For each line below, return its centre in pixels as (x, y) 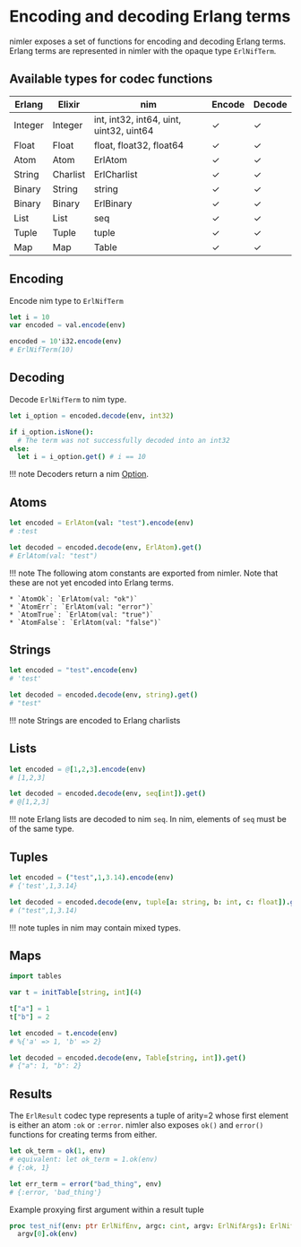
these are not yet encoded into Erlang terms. (92, 582)
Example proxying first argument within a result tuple (107, 1209)
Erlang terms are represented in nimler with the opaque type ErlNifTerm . (143, 50)
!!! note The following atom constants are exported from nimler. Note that (144, 573)
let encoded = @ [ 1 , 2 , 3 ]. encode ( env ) (77, 769)
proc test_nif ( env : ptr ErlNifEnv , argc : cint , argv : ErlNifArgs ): (138, 1225)
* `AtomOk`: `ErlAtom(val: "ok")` (74, 599)
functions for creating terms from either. (83, 1135)
